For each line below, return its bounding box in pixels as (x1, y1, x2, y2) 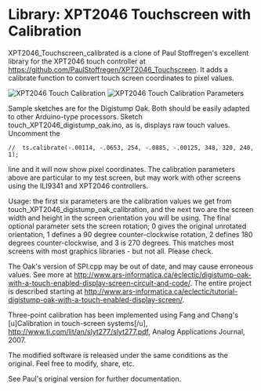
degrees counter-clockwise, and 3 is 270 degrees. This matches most (8, 238, 234, 247)
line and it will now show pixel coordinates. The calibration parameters (8, 164, 235, 174)
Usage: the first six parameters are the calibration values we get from (8, 196, 233, 206)
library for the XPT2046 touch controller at (8, 57, 147, 66)
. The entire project (190, 278, 252, 287)
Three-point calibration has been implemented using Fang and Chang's (8, 310, 239, 320)
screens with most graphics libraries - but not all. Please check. (8, 246, 214, 256)
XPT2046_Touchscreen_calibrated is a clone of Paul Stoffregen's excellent (8, 48, 249, 57)
